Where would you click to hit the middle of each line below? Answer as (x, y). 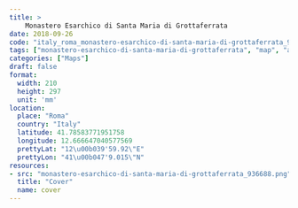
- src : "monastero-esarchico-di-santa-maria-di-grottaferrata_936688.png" (150, 173)
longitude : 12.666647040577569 (75, 141)
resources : (29, 166)
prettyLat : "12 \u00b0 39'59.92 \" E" (81, 149)
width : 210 (37, 83)
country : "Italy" (49, 125)
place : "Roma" (43, 116)
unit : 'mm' (37, 100)
